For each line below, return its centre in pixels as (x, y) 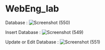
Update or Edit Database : (32, 42)
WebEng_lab (32, 9)
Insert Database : (23, 32)
